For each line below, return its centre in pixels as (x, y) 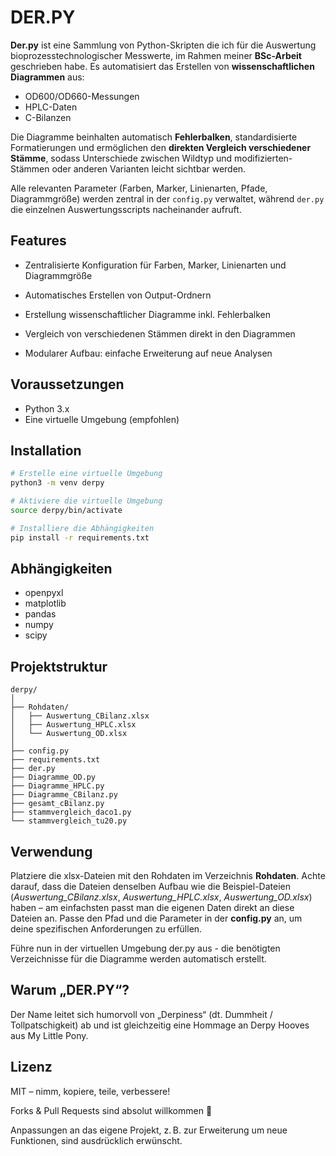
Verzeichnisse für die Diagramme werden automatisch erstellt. (138, 959)
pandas (40, 614)
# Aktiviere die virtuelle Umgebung (86, 501)
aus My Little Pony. (49, 1035)
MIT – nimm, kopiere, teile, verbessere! (90, 1091)
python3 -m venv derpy (57, 483)
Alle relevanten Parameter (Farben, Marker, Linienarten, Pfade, (139, 188)
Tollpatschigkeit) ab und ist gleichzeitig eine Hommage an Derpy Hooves (160, 1025)
